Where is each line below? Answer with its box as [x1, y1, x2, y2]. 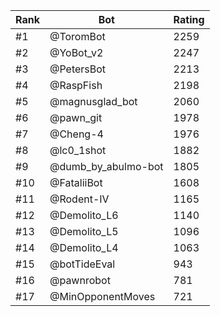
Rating [173, 13, 205, 26]
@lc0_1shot [49, 144, 107, 157]
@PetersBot [49, 62, 107, 76]
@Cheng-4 [49, 127, 104, 141]
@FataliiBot [49, 176, 103, 189]
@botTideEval [49, 257, 116, 271]
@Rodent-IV [49, 192, 110, 206]
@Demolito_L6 [49, 209, 119, 222]
